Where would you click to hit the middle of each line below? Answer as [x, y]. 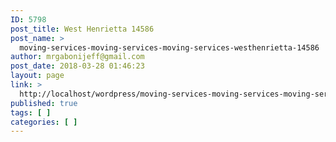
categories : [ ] [44, 122]
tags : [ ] [31, 112]
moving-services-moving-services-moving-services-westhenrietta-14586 [169, 47]
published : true [44, 103]
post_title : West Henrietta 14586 [82, 29]
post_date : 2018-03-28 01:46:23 [77, 66]
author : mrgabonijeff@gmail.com [77, 57]
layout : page [37, 76]
